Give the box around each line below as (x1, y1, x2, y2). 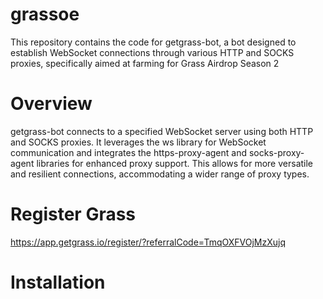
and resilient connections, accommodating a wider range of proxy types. (10, 168, 310, 180)
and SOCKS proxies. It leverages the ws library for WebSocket (10, 136, 267, 148)
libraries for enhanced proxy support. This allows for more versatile (36, 157, 314, 169)
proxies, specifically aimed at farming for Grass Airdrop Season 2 (10, 57, 280, 69)
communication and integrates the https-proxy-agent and (10, 146, 247, 158)
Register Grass (10, 203, 137, 226)
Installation (10, 271, 106, 293)
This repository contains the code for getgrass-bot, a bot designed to (10, 36, 297, 48)
